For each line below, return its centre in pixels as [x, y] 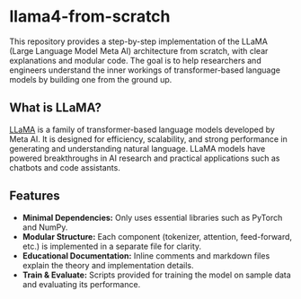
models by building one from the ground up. [91, 79]
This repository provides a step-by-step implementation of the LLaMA [138, 41]
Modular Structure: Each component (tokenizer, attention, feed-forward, [157, 236]
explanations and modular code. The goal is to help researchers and [136, 60]
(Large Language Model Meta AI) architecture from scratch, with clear [139, 50]
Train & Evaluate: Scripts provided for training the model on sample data [157, 275]
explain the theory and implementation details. [108, 265]
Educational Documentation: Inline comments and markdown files [146, 255]
